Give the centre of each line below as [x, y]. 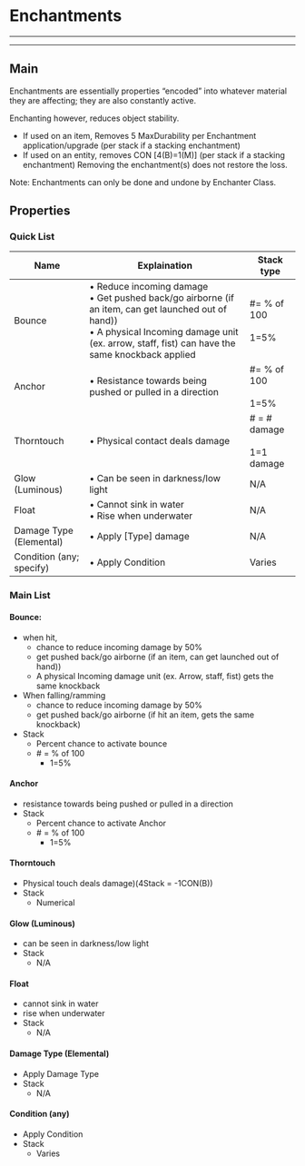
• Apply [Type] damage [139, 537]
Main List [30, 596]
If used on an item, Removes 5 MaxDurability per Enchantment [139, 135]
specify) [32, 568]
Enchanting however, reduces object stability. [94, 118]
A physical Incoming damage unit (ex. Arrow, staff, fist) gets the [155, 676]
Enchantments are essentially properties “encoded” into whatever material [148, 91]
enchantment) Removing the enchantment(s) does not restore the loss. [155, 164]
